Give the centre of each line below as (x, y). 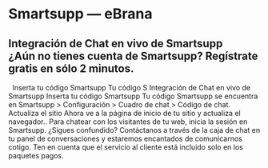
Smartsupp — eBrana (80, 14)
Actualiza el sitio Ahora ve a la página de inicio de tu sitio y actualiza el (125, 113)
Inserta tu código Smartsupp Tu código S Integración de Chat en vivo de (131, 88)
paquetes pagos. (36, 156)
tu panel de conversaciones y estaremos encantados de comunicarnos (125, 138)
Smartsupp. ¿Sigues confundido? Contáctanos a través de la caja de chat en (134, 130)
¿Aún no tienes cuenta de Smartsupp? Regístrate (133, 56)
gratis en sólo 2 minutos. (71, 68)
